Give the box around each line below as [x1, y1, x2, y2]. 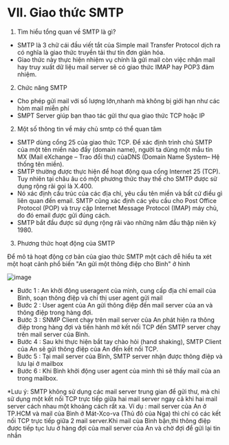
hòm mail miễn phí [17, 104, 69, 112]
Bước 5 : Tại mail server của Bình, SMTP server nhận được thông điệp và [17, 352, 223, 360]
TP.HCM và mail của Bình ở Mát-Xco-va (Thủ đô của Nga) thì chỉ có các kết [7, 409, 221, 417]
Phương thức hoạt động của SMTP [17, 239, 116, 247]
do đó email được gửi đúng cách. [17, 211, 111, 219]
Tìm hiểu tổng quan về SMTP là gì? [17, 28, 116, 36]
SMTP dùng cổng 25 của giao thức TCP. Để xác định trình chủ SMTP [17, 138, 212, 146]
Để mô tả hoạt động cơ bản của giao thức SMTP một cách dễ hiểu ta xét [7, 252, 212, 261]
